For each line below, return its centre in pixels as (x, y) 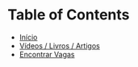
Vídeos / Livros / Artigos (59, 45)
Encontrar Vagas (47, 54)
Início (28, 37)
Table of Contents (69, 15)
